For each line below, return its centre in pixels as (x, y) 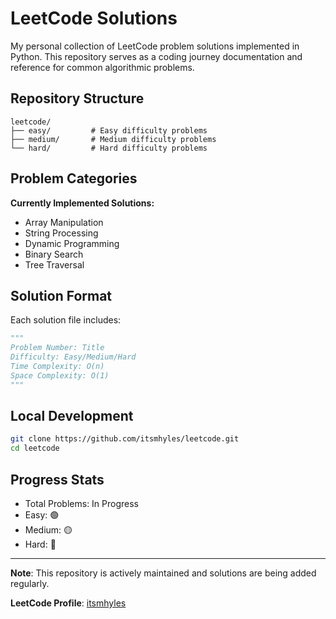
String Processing (61, 233)
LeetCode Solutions (94, 18)
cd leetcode (35, 448)
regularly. (30, 583)
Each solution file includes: (66, 320)
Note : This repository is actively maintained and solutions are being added (163, 573)
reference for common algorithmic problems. (102, 67)
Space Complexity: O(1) (60, 375)
